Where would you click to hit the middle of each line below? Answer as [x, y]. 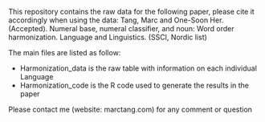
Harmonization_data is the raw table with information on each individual [138, 68]
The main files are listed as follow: [65, 53]
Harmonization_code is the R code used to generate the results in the [135, 85]
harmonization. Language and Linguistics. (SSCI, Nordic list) [108, 37]
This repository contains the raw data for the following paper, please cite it [131, 12]
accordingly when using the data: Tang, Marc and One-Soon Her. [116, 20]
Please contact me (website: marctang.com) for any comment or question [130, 109]
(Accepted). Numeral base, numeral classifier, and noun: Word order [121, 28]
